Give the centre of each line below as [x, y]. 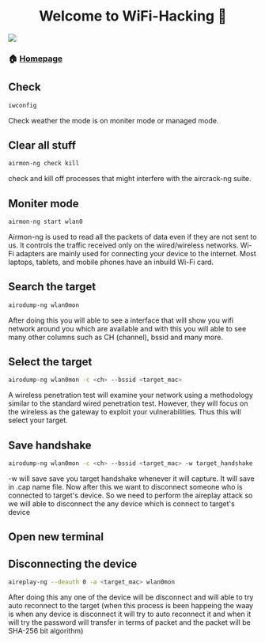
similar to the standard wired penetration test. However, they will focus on [128, 403]
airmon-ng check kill [44, 164]
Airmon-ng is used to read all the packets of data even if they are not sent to [132, 236]
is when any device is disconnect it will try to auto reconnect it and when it [130, 614]
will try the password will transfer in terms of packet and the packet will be [129, 622]
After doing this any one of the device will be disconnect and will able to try [131, 597]
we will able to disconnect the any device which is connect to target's [121, 503]
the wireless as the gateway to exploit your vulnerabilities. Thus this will [125, 412]
